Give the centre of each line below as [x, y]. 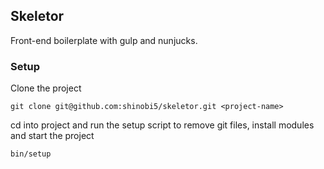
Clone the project [46, 88]
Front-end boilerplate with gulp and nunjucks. [104, 40]
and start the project [52, 136]
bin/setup [31, 154]
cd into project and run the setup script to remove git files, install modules [162, 125]
